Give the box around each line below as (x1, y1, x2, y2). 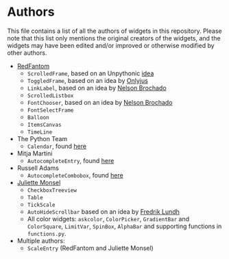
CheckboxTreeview (27, 186, 77, 194)
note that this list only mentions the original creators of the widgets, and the (7, 34, 221, 42)
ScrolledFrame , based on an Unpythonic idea (27, 69, 154, 77)
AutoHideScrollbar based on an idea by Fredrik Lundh (27, 207, 180, 216)
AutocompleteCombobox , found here (27, 171, 123, 179)
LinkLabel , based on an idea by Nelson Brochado (27, 84, 167, 92)
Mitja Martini (16, 149, 53, 158)
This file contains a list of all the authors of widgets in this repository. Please (7, 27, 222, 35)
